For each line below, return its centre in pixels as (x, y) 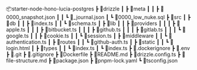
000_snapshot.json (31, 17)
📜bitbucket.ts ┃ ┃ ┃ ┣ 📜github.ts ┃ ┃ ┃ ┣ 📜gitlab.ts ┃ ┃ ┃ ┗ (113, 29)
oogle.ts (18, 36)
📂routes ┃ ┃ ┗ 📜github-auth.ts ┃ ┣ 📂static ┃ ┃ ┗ (113, 42)
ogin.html (18, 48)
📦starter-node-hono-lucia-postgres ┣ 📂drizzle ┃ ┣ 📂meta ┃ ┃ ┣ (83, 9)
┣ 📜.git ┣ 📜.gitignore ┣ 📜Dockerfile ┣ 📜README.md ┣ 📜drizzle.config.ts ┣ (93, 54)
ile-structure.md (27, 60)
